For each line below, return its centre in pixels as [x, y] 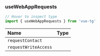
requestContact [25, 41]
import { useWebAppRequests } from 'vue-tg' [50, 21]
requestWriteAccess [30, 47]
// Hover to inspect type [31, 17]
